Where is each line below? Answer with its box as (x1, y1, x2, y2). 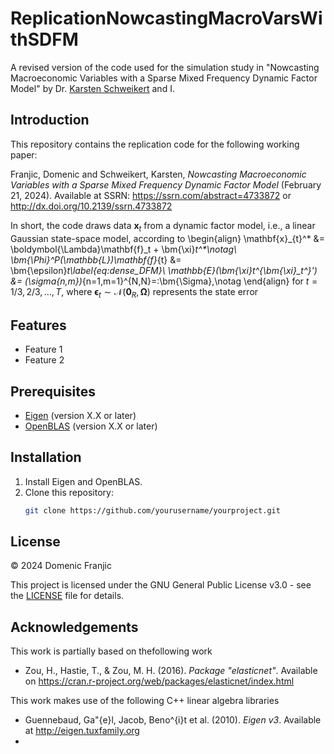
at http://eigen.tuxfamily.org (24, 725, 140, 737)
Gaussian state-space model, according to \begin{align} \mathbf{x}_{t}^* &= (10, 232, 325, 244)
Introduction (10, 112, 90, 129)
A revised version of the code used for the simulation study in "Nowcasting (10, 61, 320, 73)
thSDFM (10, 28, 79, 51)
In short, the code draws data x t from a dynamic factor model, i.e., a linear (10, 219, 316, 234)
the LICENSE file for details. (10, 590, 125, 602)
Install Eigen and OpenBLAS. (24, 475, 143, 487)
